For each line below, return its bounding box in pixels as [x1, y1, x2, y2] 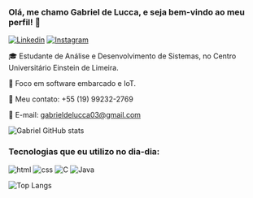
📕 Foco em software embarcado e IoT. [8, 79, 137, 88]
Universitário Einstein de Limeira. [8, 63, 120, 73]
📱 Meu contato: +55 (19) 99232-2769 [8, 94, 134, 104]
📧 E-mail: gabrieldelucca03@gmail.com [8, 110, 141, 120]
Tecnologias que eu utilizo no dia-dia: [8, 146, 160, 157]
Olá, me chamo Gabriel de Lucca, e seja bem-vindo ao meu [8, 6, 246, 18]
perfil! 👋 [8, 16, 41, 28]
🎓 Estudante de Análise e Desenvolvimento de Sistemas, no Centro [8, 51, 237, 61]
